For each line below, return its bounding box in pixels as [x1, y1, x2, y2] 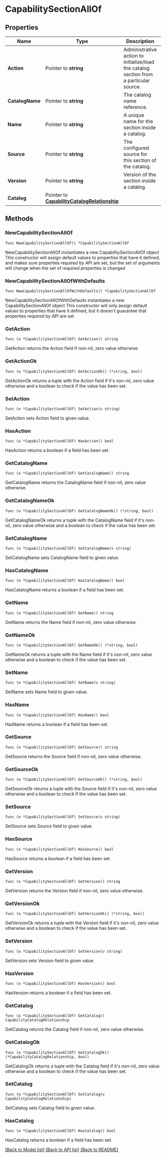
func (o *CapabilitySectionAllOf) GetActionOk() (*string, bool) [5, 369, 142, 374]
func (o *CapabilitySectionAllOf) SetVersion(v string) [5, 949, 123, 954]
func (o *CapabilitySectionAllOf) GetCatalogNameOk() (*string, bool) [5, 508, 154, 513]
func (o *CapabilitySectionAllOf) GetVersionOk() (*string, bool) [5, 912, 145, 916]
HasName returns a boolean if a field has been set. [5, 721, 109, 727]
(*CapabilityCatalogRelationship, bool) [5, 1054, 90, 1060]
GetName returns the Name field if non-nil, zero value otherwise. [5, 619, 137, 625]
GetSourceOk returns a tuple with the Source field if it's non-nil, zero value [5, 786, 157, 792]
